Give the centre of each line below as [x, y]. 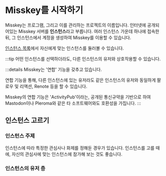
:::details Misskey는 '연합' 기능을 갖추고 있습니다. [54, 69]
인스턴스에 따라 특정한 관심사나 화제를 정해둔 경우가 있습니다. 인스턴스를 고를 [80, 147]
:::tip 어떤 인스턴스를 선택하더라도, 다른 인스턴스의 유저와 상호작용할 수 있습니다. [83, 58]
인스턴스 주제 [20, 136]
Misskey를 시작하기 [44, 10]
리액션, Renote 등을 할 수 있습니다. [53, 86]
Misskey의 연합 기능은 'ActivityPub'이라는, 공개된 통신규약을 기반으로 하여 [78, 97]
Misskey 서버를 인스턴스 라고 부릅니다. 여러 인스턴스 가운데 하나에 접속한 [89, 31]
